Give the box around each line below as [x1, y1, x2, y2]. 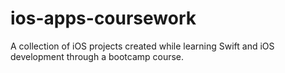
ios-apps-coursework [10, 7, 197, 30]
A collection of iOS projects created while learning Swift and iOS [10, 40, 275, 52]
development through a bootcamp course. [10, 50, 185, 62]
